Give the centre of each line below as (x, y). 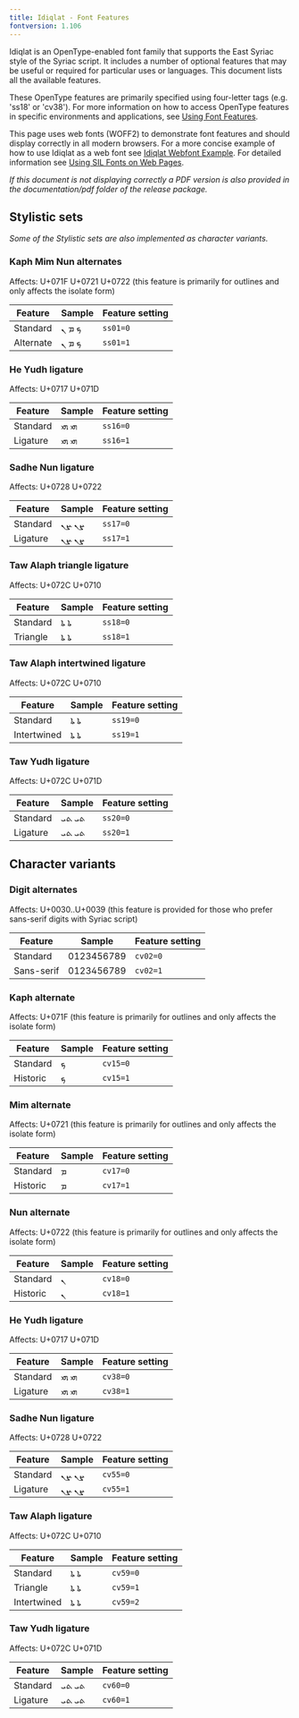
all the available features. (55, 80)
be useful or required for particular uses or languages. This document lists (146, 70)
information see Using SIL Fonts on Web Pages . (97, 162)
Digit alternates (43, 889)
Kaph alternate (42, 997)
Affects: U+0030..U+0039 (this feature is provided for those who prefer (141, 909)
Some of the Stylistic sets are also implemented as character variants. (139, 239)
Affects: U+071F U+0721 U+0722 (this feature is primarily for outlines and (144, 281)
